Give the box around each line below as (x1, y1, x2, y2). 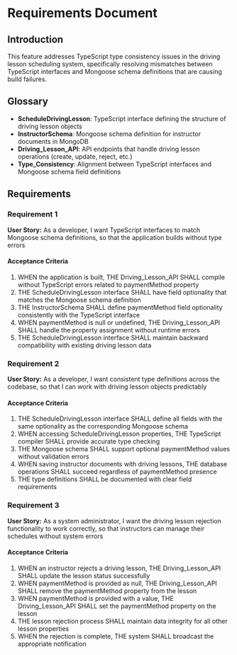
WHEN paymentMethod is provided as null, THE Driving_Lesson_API (17, 579, 218, 587)
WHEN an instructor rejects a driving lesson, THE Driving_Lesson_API (17, 564, 221, 572)
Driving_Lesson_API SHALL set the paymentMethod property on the (17, 602, 216, 610)
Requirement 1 (7, 209, 58, 219)
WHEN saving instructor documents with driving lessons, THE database (17, 460, 228, 468)
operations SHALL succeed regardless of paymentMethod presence (17, 468, 218, 476)
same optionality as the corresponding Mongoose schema (17, 422, 189, 431)
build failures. (7, 75, 48, 83)
